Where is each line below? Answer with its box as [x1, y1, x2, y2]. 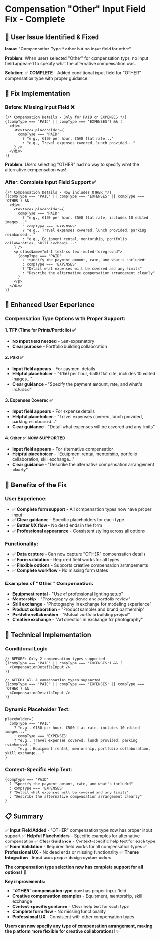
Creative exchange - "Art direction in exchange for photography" [12, 617, 143, 623]
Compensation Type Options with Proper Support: [5, 315, 126, 322]
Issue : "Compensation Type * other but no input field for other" [5, 46, 132, 51]
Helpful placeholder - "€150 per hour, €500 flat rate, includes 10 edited [12, 371, 156, 376]
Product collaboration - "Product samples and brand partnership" [12, 606, 144, 612]
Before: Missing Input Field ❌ [5, 104, 75, 111]
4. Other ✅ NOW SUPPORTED [5, 435, 65, 441]
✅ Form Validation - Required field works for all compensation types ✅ [5, 844, 147, 850]
